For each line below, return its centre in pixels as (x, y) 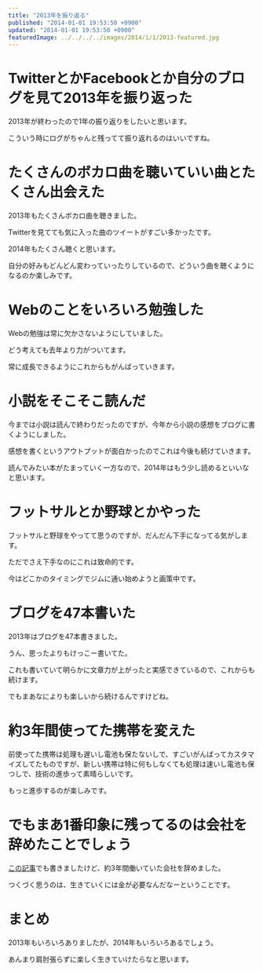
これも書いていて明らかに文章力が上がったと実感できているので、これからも (131, 670)
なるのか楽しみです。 (42, 276)
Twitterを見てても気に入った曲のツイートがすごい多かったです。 (112, 232)
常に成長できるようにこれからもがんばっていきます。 (93, 367)
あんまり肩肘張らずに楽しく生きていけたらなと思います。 (101, 959)
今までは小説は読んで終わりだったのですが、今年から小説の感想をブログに (128, 424)
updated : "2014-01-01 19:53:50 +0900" (71, 30)
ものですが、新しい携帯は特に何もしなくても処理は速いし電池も (145, 764)
